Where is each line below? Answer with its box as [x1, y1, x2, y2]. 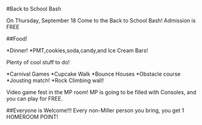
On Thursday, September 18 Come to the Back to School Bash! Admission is [6, 17, 196, 24]
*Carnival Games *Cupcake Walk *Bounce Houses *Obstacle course [6, 70, 181, 78]
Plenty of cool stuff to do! [6, 59, 70, 66]
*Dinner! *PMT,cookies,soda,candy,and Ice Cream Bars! [6, 47, 149, 54]
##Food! [6, 35, 27, 42]
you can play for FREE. [6, 95, 63, 102]
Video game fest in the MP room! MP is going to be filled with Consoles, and [6, 89, 197, 96]
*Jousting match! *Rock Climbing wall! [6, 77, 104, 84]
